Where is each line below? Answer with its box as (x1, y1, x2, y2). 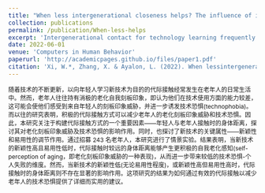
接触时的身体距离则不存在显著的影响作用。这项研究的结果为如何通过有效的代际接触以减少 (8, 169, 258, 177)
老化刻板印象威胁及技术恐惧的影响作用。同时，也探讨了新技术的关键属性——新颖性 (26, 127, 258, 135)
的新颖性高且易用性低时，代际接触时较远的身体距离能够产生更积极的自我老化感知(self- (8, 143, 248, 152)
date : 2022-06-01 (8, 41, 65, 49)
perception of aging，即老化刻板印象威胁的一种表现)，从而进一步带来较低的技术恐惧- (8, 152, 246, 161)
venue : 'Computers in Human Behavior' (8, 48, 136, 56)
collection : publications (8, 19, 93, 27)
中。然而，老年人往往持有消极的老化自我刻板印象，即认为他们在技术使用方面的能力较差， (8, 94, 258, 102)
